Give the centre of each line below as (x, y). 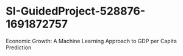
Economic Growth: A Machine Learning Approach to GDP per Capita (91, 41)
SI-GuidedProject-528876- (76, 11)
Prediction (19, 47)
